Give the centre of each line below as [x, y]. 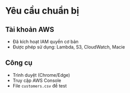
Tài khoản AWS [30, 30]
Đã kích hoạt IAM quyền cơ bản [45, 41]
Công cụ [19, 63]
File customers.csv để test [40, 85]
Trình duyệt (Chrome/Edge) [41, 75]
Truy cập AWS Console [37, 80]
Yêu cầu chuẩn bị [42, 11]
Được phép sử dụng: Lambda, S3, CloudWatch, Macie [69, 47]
